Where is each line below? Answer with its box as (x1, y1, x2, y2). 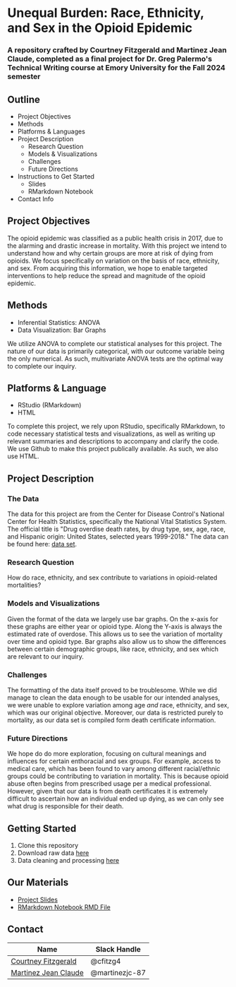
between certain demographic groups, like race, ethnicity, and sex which (7, 645, 219, 653)
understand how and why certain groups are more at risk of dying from (7, 249, 213, 257)
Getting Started (7, 823, 77, 835)
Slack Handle (95, 944, 141, 954)
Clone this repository (17, 842, 79, 850)
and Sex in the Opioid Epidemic (7, 20, 193, 36)
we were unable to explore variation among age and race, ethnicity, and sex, (7, 700, 230, 709)
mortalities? (7, 581, 42, 590)
